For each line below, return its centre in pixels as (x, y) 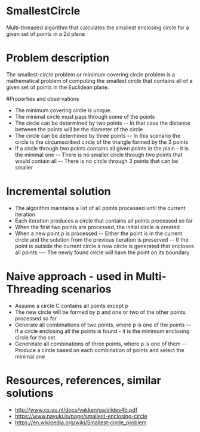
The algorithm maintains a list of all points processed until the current (100, 208)
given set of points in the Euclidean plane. (58, 87)
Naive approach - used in (70, 276)
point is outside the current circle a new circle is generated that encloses (104, 246)
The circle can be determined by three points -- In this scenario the (98, 135)
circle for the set (35, 337)
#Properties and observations (43, 98)
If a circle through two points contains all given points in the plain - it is (102, 148)
